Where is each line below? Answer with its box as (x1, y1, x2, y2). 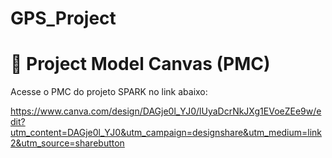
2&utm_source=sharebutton (10, 137, 125, 149)
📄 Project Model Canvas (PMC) (10, 53, 271, 76)
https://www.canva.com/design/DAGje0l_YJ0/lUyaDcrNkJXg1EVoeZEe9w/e (10, 105, 322, 117)
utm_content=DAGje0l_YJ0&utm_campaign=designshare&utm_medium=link (10, 127, 323, 139)
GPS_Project (10, 7, 117, 30)
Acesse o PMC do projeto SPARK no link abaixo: (10, 86, 208, 98)
